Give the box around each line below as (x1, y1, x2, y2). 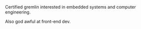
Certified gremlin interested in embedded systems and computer (5, 4, 136, 10)
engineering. (5, 9, 31, 15)
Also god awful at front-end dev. (5, 19, 71, 24)
